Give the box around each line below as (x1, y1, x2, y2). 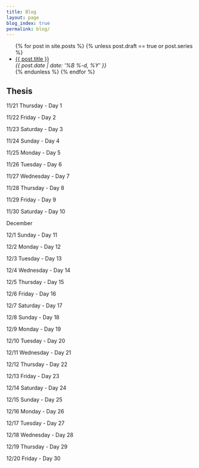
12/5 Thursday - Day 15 (6, 279, 64, 286)
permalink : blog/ (6, 25, 50, 32)
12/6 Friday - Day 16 (6, 290, 56, 297)
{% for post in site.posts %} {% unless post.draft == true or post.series (15, 42, 193, 50)
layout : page (6, 15, 39, 21)
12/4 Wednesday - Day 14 (6, 266, 71, 274)
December (6, 220, 33, 227)
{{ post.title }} (15, 55, 50, 63)
